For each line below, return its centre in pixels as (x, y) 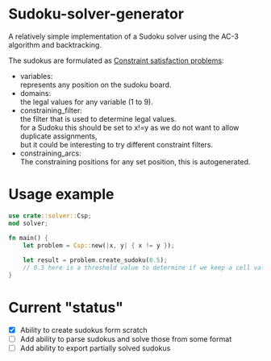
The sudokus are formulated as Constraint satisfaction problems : (116, 60)
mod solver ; (28, 223)
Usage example (61, 195)
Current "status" (66, 308)
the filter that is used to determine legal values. (98, 118)
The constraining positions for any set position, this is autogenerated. (135, 161)
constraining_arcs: (51, 153)
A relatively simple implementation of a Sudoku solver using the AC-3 (124, 36)
